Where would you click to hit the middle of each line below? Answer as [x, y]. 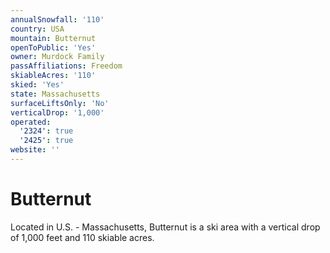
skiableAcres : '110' [53, 76]
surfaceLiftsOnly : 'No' [60, 103]
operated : [31, 122]
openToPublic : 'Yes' [53, 47]
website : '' [35, 150]
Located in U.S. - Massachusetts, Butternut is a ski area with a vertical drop [165, 227]
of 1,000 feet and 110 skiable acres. [82, 237]
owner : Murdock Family [57, 57]
